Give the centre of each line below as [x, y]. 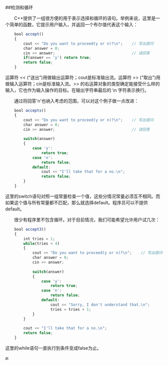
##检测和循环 [19, 7]
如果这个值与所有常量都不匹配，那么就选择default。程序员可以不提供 [77, 202]
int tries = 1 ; [39, 239]
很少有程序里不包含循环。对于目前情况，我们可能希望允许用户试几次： [87, 220]
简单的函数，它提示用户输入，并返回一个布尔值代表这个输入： [73, 25]
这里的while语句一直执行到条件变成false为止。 [53, 348]
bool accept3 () [30, 229]
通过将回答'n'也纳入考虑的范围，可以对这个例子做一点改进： [76, 101]
